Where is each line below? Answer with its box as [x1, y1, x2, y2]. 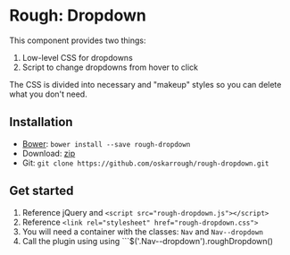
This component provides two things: [9, 35, 146, 46]
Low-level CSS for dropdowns [21, 52, 134, 63]
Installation [9, 115, 73, 130]
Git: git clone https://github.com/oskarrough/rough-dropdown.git [21, 157, 269, 168]
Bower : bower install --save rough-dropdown [21, 138, 191, 149]
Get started [9, 183, 74, 199]
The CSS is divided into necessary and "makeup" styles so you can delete [9, 79, 282, 89]
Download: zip [21, 148, 76, 158]
